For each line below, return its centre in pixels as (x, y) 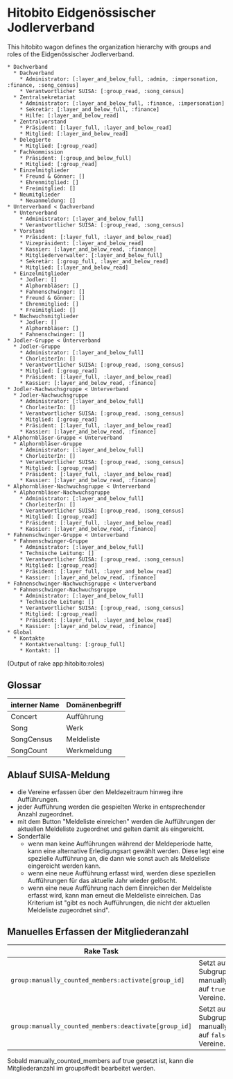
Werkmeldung (89, 750)
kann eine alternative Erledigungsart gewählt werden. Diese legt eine (126, 851)
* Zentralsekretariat (45, 97)
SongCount (29, 750)
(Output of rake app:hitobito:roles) (56, 663)
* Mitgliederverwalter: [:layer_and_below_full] (91, 255)
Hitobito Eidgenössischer (81, 13)
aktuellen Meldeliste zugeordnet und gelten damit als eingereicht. (111, 829)
